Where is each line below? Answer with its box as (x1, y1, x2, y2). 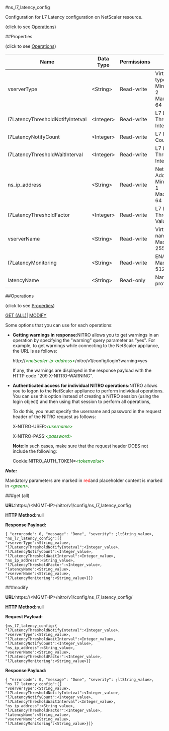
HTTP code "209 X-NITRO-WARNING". (12, 373, 94, 379)
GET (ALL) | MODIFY (5, 312, 47, 318)
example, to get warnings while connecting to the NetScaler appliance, (12, 343, 159, 349)
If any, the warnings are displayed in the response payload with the (12, 367, 152, 373)
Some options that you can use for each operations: (5, 322, 113, 328)
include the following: (12, 448, 57, 454)
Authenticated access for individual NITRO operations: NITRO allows (12, 382, 157, 388)
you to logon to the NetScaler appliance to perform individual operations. (12, 388, 164, 394)
